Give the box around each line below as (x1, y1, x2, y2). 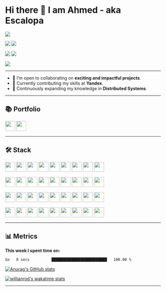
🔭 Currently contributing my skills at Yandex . (12, 80, 104, 86)
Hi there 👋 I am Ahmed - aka (5, 4, 121, 16)
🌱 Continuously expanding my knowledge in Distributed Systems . (12, 85, 147, 91)
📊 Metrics (5, 232, 38, 241)
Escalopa (5, 15, 44, 26)
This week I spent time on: (5, 247, 60, 254)
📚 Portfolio (5, 105, 41, 113)
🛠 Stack (5, 146, 31, 154)
